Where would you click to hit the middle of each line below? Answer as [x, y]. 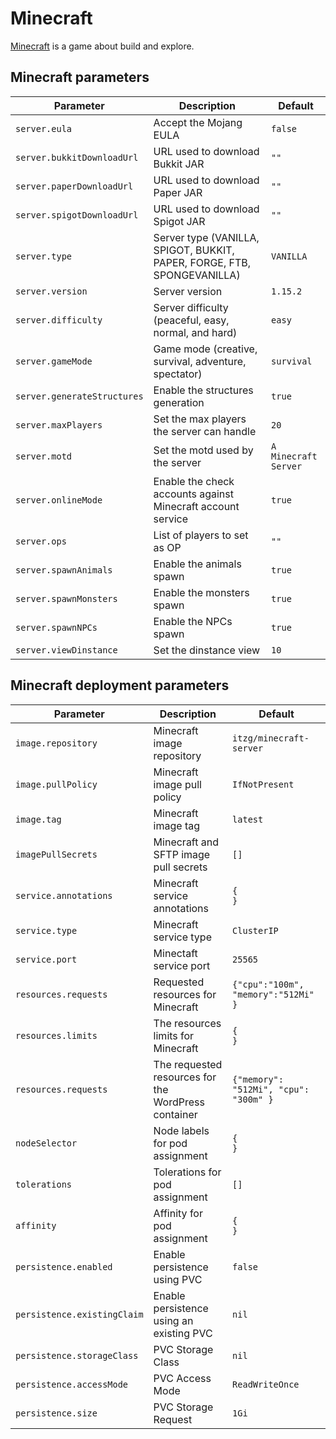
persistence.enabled [64, 1266]
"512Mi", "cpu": [271, 1089]
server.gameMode [54, 361]
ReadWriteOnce [266, 1384]
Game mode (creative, [205, 349]
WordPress [179, 1102]
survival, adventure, [200, 361]
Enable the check [194, 481]
